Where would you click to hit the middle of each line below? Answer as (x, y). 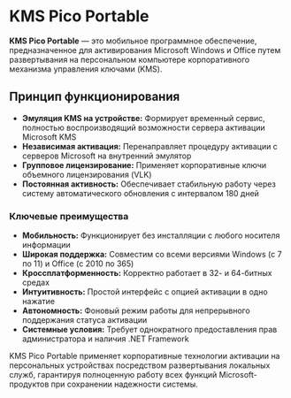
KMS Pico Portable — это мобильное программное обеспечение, (133, 41)
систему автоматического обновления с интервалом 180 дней (140, 193)
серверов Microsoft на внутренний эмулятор (107, 156)
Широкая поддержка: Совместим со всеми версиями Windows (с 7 (152, 255)
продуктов (29, 384)
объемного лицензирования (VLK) (87, 174)
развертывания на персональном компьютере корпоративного (130, 59)
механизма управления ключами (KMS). (86, 69)
